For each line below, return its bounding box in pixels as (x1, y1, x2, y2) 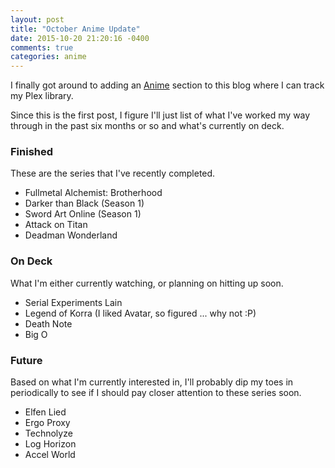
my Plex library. (10, 90, 74, 102)
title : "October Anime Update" (10, 24, 141, 34)
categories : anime (10, 52, 87, 62)
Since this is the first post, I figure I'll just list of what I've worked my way (10, 109, 311, 121)
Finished (10, 145, 54, 159)
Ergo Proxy (24, 417, 71, 429)
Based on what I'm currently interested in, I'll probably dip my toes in (10, 376, 294, 388)
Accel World (24, 449, 76, 461)
